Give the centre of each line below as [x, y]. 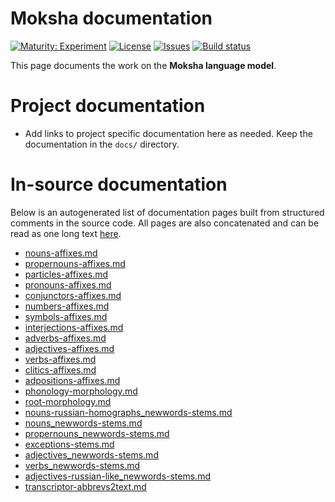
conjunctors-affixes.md [73, 295]
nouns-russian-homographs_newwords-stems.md [128, 412]
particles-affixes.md [66, 274]
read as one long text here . [66, 233]
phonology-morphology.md [81, 391]
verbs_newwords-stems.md [82, 465]
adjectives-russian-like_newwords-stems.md [117, 476]
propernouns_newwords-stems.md [97, 433]
